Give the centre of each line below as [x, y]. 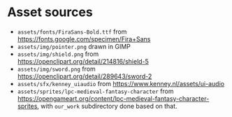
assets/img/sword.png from [56, 69]
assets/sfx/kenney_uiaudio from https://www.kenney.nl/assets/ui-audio [121, 83]
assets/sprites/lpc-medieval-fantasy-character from [95, 91]
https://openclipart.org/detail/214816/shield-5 [83, 61]
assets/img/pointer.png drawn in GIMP [74, 46]
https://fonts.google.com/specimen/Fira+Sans [84, 39]
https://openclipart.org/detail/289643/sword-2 [85, 76]
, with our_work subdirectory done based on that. [107, 106]
